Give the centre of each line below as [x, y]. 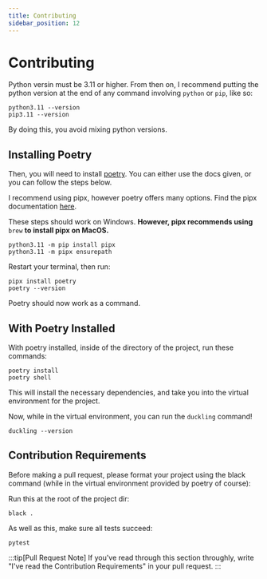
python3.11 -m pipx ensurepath [60, 252]
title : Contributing [43, 16]
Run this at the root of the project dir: [69, 498]
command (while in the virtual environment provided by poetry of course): [130, 483]
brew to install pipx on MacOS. [59, 230]
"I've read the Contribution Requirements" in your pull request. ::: [115, 566]
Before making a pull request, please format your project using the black [127, 474]
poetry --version [37, 288]
